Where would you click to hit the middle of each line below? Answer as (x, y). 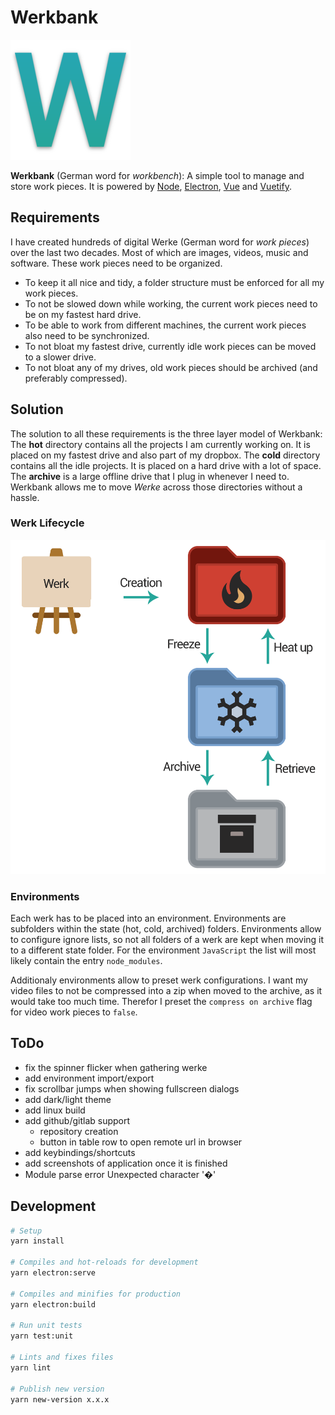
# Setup (26, 1231)
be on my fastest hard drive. (83, 314)
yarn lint (31, 1367)
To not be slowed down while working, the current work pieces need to (171, 303)
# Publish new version (57, 1389)
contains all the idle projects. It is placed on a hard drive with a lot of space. (166, 465)
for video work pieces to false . (74, 1012)
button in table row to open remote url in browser (141, 1142)
